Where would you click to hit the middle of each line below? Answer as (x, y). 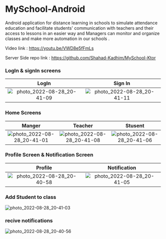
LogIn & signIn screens (33, 70)
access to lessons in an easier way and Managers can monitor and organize (82, 33)
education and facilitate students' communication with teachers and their (80, 28)
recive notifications (29, 221)
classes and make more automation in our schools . (57, 39)
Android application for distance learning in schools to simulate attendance (82, 23)
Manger (31, 126)
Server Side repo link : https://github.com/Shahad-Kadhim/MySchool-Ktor (81, 57)
